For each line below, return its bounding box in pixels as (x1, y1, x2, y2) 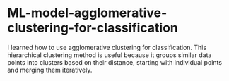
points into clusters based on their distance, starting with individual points (7, 58, 223, 66)
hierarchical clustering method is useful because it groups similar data (7, 51, 212, 59)
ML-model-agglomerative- (7, 5, 168, 21)
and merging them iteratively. (7, 66, 93, 74)
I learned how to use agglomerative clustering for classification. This (7, 43, 207, 51)
